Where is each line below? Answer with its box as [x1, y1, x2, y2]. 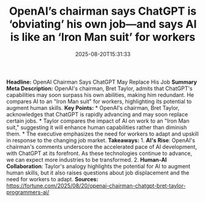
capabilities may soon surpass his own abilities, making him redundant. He [6, 91, 195, 98]
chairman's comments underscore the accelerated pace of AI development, [6, 143, 197, 150]
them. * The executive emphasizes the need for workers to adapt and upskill [6, 130, 199, 137]
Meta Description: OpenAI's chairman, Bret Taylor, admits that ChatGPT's [6, 84, 193, 92]
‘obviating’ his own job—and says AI [9, 17, 197, 31]
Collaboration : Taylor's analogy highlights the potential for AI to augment [6, 162, 191, 170]
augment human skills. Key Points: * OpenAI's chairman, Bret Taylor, [6, 104, 180, 111]
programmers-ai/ [6, 188, 50, 196]
